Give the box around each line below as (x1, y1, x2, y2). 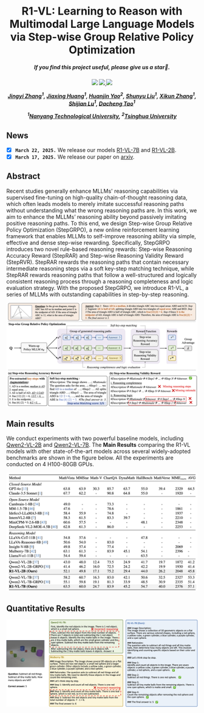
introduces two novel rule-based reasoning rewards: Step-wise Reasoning (6, 245, 192, 253)
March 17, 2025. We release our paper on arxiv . (15, 153, 135, 160)
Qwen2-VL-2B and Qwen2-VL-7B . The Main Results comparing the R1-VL (6, 441, 191, 449)
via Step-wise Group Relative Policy (10, 30, 194, 44)
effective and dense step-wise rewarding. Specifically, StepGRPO (6, 239, 170, 246)
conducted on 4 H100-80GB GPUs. (6, 461, 94, 468)
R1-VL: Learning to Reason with (21, 4, 183, 18)
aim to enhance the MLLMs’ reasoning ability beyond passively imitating (6, 213, 187, 220)
